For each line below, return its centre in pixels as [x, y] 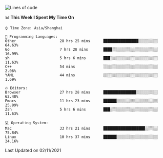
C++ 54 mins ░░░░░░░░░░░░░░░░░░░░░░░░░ [82, 67]
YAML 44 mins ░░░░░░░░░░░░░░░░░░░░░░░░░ [82, 75]
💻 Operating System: [27, 123]
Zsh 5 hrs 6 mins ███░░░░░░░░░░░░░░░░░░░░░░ [82, 110]
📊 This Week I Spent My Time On [40, 17]
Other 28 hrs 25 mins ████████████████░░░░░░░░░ [82, 41]
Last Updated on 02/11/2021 [33, 150]
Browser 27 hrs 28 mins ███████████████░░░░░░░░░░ [82, 92]
